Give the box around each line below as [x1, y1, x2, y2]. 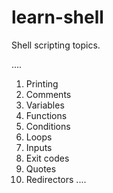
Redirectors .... [25, 173, 87, 185]
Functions [25, 109, 68, 121]
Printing [25, 77, 59, 90]
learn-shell [11, 6, 104, 29]
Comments [25, 88, 72, 100]
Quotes [25, 162, 57, 175]
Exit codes [25, 152, 70, 164]
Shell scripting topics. [11, 39, 101, 51]
